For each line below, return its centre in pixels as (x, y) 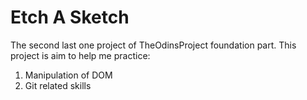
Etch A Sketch (70, 17)
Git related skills (58, 85)
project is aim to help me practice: (80, 55)
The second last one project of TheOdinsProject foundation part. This (153, 45)
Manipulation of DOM (68, 75)
